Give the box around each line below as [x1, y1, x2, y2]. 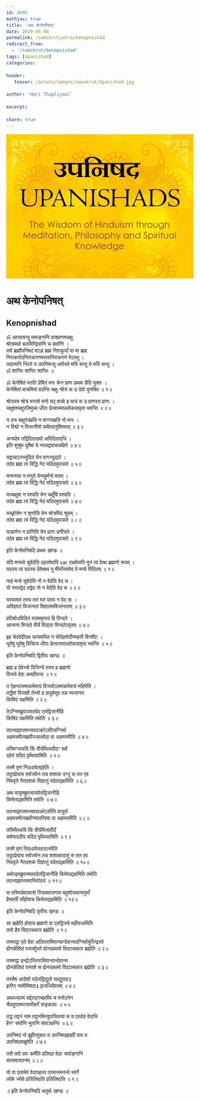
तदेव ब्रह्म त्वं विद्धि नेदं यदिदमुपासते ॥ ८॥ [6, 517, 82, 524]
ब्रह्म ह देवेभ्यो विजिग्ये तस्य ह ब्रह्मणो [6, 664, 71, 671]
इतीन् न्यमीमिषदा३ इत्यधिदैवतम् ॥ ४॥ [6, 982, 76, 989]
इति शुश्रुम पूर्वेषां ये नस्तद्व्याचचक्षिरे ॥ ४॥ [6, 442, 82, 449]
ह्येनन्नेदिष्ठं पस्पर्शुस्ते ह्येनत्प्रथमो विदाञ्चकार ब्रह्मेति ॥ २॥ [6, 945, 109, 952]
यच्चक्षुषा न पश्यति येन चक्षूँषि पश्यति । [6, 491, 76, 498]
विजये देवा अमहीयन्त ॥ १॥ [6, 671, 57, 678]
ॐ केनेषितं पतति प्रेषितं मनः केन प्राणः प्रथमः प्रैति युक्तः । [6, 379, 108, 386]
